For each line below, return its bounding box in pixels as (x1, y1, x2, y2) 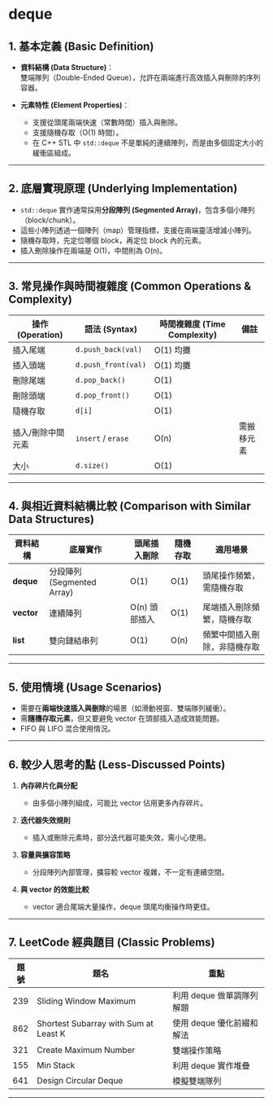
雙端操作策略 (171, 1044, 222, 1056)
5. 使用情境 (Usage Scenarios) (8, 680, 162, 694)
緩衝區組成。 (32, 148, 76, 157)
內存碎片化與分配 (19, 781, 78, 791)
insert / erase (75, 432, 129, 444)
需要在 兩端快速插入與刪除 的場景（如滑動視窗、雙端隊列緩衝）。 (19, 704, 231, 713)
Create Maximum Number (36, 1044, 136, 1056)
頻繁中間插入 (202, 629, 252, 640)
